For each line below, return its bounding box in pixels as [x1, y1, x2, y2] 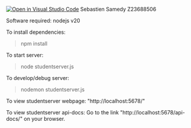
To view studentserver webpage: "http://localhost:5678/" [6, 98, 145, 104]
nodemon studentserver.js [20, 86, 85, 93]
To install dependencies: [6, 28, 66, 36]
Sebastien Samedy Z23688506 [80, 6, 157, 12]
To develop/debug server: [6, 75, 70, 81]
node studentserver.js [20, 63, 74, 70]
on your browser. [23, 116, 66, 122]
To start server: [6, 52, 44, 59]
